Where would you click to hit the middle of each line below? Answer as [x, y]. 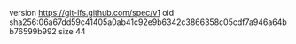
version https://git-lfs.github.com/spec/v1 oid [92, 13]
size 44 [72, 31]
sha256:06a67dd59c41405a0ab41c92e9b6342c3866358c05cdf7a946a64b [148, 22]
